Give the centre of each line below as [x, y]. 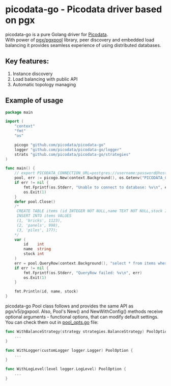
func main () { [20, 168]
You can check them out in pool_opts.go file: [52, 322]
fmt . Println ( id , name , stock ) [47, 292]
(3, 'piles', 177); [37, 230]
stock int [34, 254]
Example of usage [34, 101]
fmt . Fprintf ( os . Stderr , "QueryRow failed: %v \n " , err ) [83, 273]
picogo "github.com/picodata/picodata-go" [60, 145]
